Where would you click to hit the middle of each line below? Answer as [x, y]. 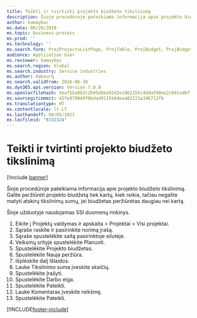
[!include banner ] [27, 177]
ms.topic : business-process [41, 33]
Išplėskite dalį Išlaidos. [42, 261]
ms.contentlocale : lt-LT [37, 109]
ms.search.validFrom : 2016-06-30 [47, 82]
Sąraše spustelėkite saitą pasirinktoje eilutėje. [70, 236]
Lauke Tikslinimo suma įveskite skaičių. [62, 267]
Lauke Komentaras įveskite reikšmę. [58, 292]
